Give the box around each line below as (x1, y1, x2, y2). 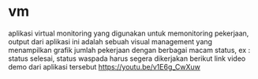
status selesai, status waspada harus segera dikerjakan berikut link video (8, 54, 246, 63)
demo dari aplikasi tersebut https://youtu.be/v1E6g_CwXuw (8, 62, 201, 71)
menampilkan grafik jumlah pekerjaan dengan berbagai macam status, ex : (8, 45, 251, 55)
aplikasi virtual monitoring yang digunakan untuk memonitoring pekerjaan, (8, 28, 249, 38)
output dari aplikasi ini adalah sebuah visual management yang (8, 36, 213, 46)
